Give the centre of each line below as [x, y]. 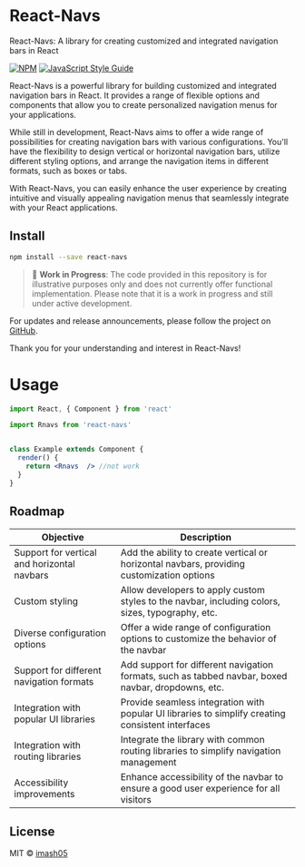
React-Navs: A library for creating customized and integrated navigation [144, 41]
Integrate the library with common [192, 739]
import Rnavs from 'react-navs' [70, 425]
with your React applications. [64, 207]
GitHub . [24, 330]
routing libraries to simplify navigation [201, 751]
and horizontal [44, 563]
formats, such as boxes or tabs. [69, 170]
